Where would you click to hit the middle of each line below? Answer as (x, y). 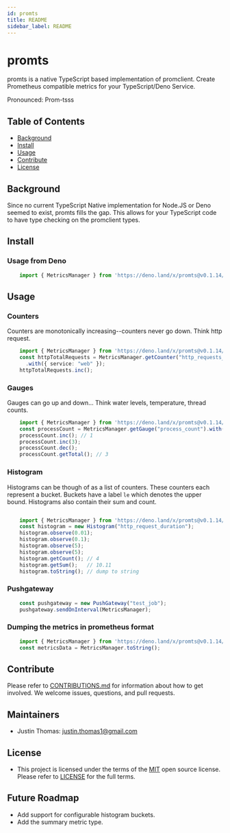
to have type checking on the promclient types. (74, 220)
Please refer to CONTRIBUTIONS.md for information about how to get (105, 686)
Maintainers (34, 715)
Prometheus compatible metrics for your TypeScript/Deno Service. (101, 87)
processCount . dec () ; (49, 448)
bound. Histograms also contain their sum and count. (82, 501)
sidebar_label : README (39, 26)
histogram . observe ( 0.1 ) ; (55, 540)
